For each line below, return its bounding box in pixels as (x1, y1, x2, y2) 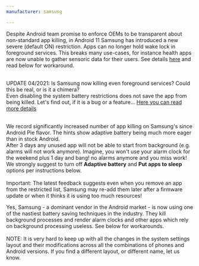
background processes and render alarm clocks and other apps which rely (6, 216, 189, 223)
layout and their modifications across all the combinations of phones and (6, 241, 184, 248)
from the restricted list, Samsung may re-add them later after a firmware (6, 185, 183, 193)
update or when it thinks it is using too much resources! (6, 192, 143, 199)
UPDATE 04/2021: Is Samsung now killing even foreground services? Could (6, 80, 190, 87)
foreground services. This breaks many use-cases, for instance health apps (6, 49, 192, 56)
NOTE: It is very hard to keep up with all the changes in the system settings (6, 235, 190, 242)
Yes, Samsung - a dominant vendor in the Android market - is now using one (6, 203, 194, 211)
